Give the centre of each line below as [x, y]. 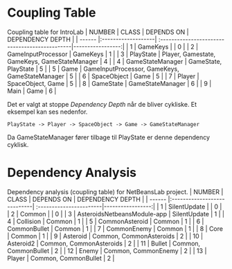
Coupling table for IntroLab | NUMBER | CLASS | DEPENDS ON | [98, 32]
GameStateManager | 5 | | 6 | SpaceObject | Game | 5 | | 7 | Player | [103, 76]
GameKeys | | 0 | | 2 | [168, 46]
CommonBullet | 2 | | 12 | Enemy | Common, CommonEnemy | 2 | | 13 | [107, 250]
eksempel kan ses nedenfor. [47, 112]
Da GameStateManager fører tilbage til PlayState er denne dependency [108, 137]
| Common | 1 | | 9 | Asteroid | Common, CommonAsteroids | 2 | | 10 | [105, 236]
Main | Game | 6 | [32, 91]
